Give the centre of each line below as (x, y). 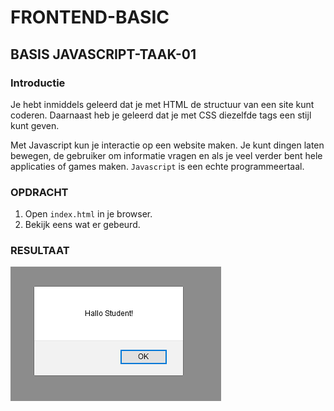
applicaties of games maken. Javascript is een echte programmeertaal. (157, 166)
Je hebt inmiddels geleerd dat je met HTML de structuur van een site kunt (162, 104)
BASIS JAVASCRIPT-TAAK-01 (103, 54)
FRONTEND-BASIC (90, 17)
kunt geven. (35, 125)
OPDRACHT (39, 192)
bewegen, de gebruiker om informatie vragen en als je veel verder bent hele (166, 155)
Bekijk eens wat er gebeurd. (82, 225)
